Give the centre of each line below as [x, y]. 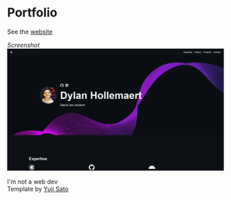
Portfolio [32, 13]
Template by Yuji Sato [38, 189]
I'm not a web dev [33, 181]
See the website [30, 32]
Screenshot [23, 45]
